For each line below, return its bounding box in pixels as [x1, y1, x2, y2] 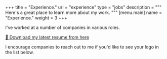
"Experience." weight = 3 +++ [5, 15, 67, 20]
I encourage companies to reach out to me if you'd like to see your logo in [5, 44, 159, 49]
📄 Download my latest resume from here [5, 34, 90, 40]
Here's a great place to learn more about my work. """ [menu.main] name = [5, 9, 162, 15]
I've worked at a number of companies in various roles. [5, 24, 120, 30]
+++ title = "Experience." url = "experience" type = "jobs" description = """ [5, 4, 162, 10]
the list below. [5, 49, 34, 55]
